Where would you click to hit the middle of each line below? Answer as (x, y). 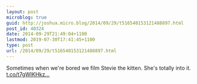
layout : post (23, 12)
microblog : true (26, 17)
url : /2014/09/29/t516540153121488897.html (62, 51)
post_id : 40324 (25, 28)
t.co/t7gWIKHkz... (28, 74)
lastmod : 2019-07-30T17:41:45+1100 (51, 40)
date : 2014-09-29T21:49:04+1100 (47, 34)
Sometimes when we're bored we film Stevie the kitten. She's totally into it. (98, 68)
